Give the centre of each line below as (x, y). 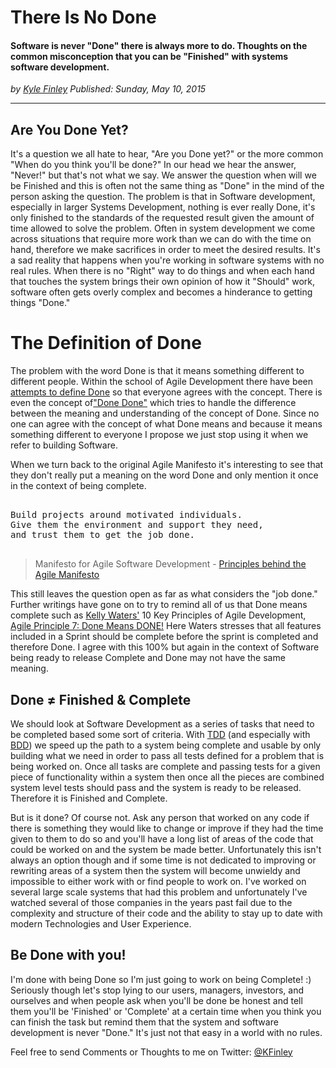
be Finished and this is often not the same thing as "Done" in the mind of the (167, 186)
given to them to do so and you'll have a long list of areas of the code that (162, 838)
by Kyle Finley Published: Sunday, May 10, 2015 (108, 89)
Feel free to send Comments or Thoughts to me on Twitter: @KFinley (151, 1052)
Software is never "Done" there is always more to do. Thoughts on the (159, 45)
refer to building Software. (64, 445)
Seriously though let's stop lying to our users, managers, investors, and (157, 990)
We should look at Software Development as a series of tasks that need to (162, 723)
